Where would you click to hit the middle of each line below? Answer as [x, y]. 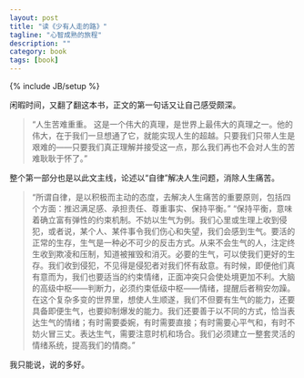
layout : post [34, 18]
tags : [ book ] [34, 60]
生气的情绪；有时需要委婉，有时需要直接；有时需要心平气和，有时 [163, 322]
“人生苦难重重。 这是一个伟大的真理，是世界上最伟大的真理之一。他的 [162, 124]
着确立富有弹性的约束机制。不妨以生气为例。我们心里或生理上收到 [155, 220]
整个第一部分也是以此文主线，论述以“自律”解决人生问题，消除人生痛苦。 [145, 178]
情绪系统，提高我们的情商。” [83, 345]
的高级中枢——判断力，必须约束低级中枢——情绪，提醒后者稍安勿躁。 [163, 288]
